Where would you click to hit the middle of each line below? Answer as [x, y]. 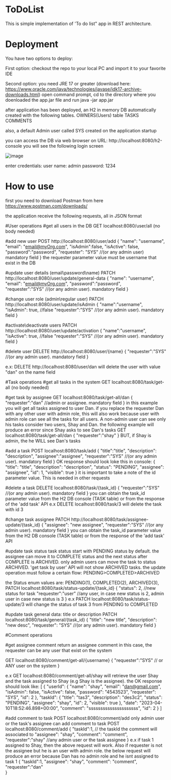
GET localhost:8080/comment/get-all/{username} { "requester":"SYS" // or [84, 660]
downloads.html [22, 94]
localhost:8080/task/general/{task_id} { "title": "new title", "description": [81, 620]
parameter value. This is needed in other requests [58, 478]
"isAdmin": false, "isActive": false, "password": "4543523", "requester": [81, 692]
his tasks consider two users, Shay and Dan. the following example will [80, 424]
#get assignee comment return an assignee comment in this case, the [79, 645]
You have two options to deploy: [39, 58]
